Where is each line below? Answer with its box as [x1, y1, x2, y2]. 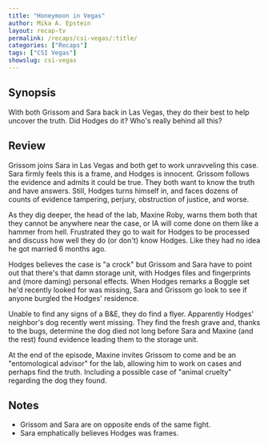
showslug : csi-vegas [8, 57, 78, 65]
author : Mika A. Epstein [8, 19, 91, 27]
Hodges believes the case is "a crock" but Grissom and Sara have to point [8, 259, 253, 269]
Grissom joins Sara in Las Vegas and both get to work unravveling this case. [8, 160, 258, 170]
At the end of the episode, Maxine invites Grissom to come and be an [8, 350, 237, 360]
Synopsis [8, 86, 56, 100]
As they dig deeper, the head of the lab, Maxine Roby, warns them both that [8, 210, 258, 219]
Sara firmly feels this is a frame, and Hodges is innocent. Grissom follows [8, 169, 250, 179]
